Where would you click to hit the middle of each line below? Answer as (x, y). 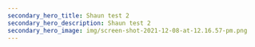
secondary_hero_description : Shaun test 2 (79, 23)
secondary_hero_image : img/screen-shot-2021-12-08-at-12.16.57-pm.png (127, 30)
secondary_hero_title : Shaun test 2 (68, 16)
